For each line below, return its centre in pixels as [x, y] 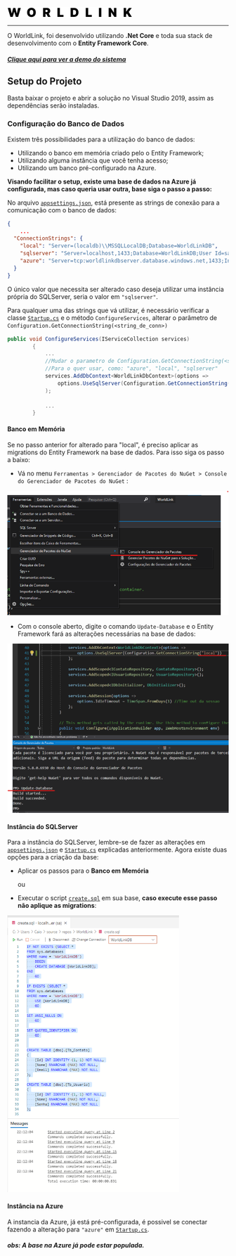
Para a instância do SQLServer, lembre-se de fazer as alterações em [106, 842]
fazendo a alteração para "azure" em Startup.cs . [78, 1229]
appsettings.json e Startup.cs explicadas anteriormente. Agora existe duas [117, 850]
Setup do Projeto [45, 81]
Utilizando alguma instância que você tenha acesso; [93, 160]
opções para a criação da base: [53, 857]
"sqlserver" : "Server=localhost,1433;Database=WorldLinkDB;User [116, 254]
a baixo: [19, 459]
